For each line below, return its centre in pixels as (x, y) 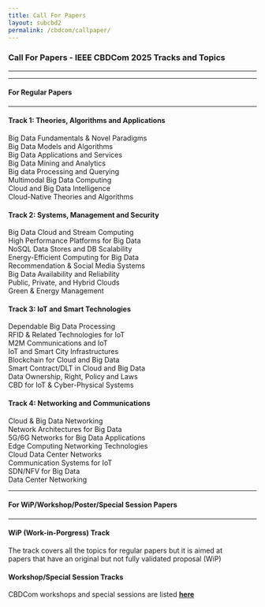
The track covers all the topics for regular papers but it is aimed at (116, 551)
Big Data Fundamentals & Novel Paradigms (78, 138)
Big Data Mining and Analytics (57, 163)
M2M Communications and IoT (58, 343)
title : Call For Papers (47, 15)
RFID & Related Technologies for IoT (67, 335)
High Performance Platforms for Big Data (75, 240)
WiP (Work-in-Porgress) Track (59, 533)
